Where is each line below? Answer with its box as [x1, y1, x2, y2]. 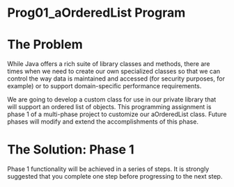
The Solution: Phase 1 [7, 142, 134, 158]
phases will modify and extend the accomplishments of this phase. [7, 117, 198, 126]
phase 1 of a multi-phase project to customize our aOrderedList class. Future [7, 110, 227, 119]
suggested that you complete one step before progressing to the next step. [7, 172, 223, 181]
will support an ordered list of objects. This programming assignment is [7, 103, 212, 111]
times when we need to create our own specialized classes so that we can [7, 67, 221, 76]
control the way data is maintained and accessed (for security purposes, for [7, 74, 225, 83]
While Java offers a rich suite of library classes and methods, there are [7, 60, 210, 68]
